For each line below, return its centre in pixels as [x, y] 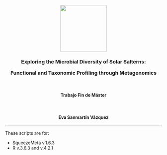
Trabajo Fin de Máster [83, 95]
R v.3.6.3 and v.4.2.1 [33, 148]
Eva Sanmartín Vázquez [83, 117]
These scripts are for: [27, 133]
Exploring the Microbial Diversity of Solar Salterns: [83, 61]
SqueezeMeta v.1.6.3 [33, 143]
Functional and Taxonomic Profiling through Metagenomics [83, 73]
